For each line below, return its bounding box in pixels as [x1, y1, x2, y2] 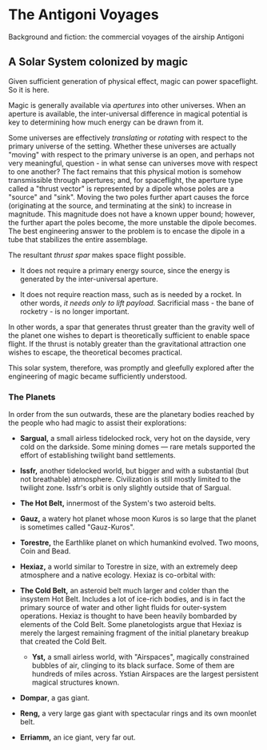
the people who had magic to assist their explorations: [8, 418, 187, 428]
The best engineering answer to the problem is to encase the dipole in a [8, 226, 245, 236]
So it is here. [8, 85, 50, 94]
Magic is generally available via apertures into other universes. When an [8, 100, 246, 109]
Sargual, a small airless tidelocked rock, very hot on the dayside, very [19, 434, 250, 443]
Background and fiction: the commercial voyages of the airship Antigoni [8, 32, 245, 42]
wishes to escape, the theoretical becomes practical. [8, 347, 182, 357]
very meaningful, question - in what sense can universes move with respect [8, 158, 258, 168]
